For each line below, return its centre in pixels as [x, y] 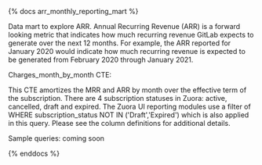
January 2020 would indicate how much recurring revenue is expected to [127, 51]
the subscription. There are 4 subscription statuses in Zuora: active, [118, 98]
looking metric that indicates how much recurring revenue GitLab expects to [131, 35]
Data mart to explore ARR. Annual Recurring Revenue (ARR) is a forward [124, 26]
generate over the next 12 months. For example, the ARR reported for [120, 43]
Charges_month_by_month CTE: [60, 75]
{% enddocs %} [34, 153]
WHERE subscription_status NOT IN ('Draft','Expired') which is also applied [129, 115]
